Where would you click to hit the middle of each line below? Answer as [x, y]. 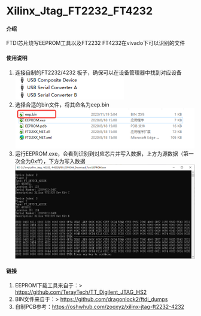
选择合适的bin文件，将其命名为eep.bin [62, 104]
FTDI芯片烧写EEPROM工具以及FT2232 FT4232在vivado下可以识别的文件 [96, 43]
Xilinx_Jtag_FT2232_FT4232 [80, 11]
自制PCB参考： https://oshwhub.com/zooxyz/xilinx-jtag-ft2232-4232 [99, 307]
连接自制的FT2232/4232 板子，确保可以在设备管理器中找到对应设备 [98, 72]
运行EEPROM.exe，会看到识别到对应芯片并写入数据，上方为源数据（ [99, 153]
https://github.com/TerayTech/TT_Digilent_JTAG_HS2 [81, 292]
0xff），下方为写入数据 [58, 161]
